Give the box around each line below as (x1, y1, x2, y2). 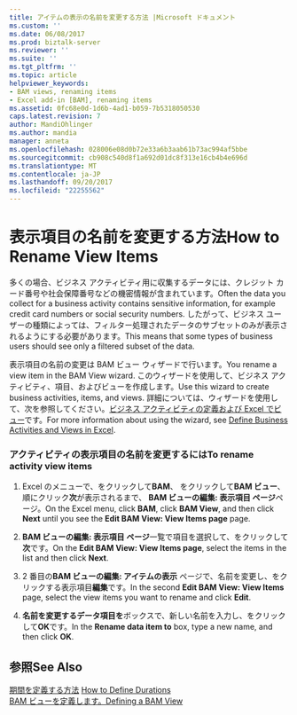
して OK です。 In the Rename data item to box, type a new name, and (21, 622, 273, 632)
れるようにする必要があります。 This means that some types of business (9, 330, 273, 342)
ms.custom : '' (9, 21, 62, 30)
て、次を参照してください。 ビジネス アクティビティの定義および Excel (9, 403, 264, 413)
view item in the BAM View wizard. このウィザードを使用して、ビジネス (9, 370, 269, 381)
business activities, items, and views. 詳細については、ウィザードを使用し (9, 392, 278, 403)
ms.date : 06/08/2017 (9, 29, 86, 38)
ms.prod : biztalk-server (9, 37, 101, 47)
